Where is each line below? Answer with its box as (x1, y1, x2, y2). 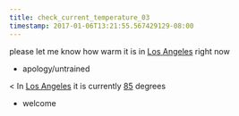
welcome (21, 97, 56, 108)
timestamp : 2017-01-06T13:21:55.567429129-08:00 (9, 21, 194, 30)
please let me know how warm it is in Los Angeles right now (9, 46, 230, 56)
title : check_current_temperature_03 (9, 12, 150, 22)
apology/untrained (21, 63, 90, 74)
